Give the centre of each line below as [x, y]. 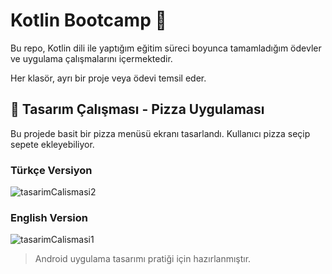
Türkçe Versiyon [51, 170]
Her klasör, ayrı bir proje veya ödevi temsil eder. [108, 78]
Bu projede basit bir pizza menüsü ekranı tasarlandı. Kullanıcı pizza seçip [160, 133]
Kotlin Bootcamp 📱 [88, 20]
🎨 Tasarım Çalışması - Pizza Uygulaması [137, 109]
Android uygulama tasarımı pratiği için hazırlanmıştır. [143, 259]
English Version [49, 217]
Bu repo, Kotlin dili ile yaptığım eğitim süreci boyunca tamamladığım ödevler [166, 48]
